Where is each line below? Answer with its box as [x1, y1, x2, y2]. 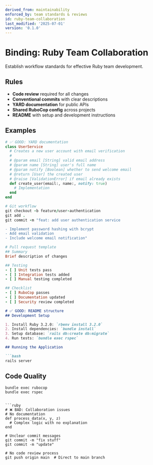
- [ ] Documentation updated [5, 295, 65, 300]
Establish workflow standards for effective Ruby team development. [5, 63, 144, 69]
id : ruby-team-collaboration [5, 16, 65, 21]
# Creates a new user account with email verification [9, 149, 125, 154]
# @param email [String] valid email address [9, 158, 105, 163]
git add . [5, 213, 26, 218]
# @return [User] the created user [9, 172, 83, 176]
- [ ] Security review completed [5, 299, 74, 304]
